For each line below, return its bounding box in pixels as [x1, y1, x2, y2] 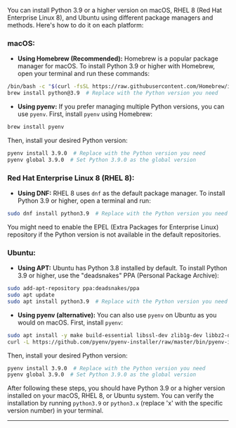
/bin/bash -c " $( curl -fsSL [7, 83, 90, 90]
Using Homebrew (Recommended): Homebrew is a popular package [17, 54, 219, 63]
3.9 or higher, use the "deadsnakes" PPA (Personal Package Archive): [17, 271, 219, 280]
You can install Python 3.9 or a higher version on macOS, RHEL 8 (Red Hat [7, 6, 223, 14]
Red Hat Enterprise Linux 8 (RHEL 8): [7, 172, 135, 182]
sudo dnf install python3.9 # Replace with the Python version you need [7, 210, 228, 217]
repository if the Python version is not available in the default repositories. [7, 230, 221, 239]
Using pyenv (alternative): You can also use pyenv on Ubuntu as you [17, 310, 217, 319]
